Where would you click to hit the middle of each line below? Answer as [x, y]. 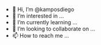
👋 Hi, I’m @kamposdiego [43, 9]
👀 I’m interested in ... [38, 16]
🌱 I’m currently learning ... [45, 22]
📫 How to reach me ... [40, 36]
